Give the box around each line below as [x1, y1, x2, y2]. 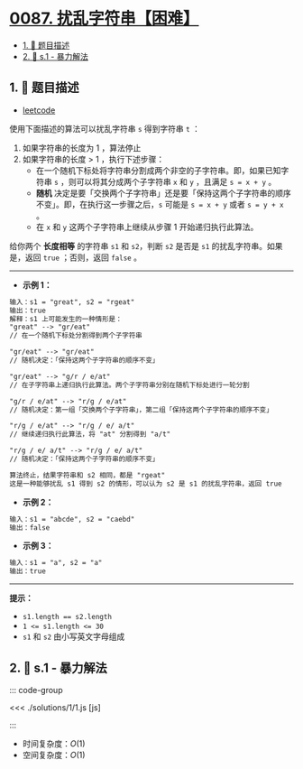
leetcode [22, 105, 56, 116]
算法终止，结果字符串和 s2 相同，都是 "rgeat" [9, 470, 166, 479]
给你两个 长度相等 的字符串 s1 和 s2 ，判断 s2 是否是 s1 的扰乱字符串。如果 [9, 240, 283, 251]
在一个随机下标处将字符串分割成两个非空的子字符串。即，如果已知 [35, 164, 281, 176]
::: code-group [9, 684, 63, 695]
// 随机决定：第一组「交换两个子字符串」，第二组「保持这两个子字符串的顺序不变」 [9, 405, 273, 414]
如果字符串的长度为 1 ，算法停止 [22, 142, 142, 153]
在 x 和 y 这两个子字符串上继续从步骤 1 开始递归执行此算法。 [35, 221, 259, 232]
